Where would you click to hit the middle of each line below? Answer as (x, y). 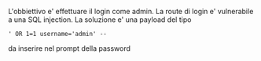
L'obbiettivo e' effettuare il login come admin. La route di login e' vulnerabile (131, 11)
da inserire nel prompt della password (70, 48)
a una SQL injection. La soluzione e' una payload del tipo (100, 20)
